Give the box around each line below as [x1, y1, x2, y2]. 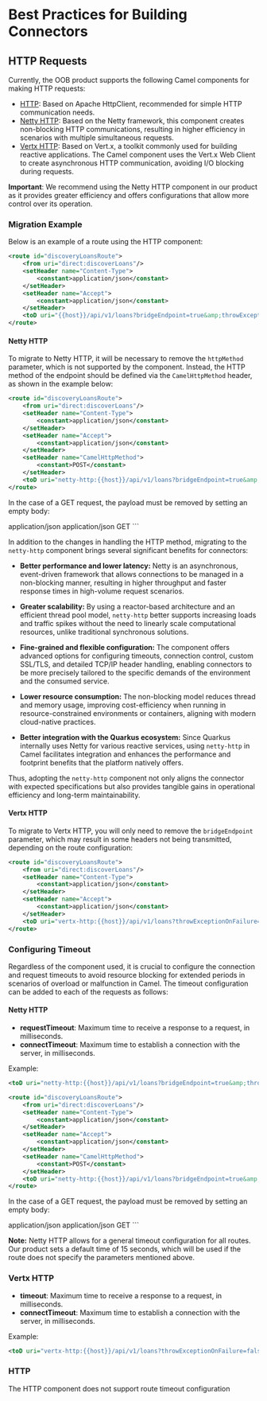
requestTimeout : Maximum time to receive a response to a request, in [19, 1023, 250, 1033]
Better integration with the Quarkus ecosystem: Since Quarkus [19, 732, 231, 741]
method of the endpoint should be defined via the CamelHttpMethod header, [8, 371, 253, 380]
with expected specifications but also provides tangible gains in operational [8, 781, 256, 791]
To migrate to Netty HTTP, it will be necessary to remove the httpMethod [8, 354, 244, 364]
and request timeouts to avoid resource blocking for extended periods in [8, 970, 246, 979]
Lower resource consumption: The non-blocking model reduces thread [19, 691, 256, 701]
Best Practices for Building [8, 6, 188, 24]
